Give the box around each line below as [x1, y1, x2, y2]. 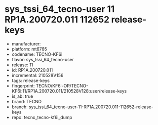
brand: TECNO [11, 98, 42, 104]
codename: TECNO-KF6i [11, 51, 63, 57]
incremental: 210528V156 [11, 72, 64, 78]
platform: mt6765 [11, 46, 47, 52]
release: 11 [11, 62, 33, 68]
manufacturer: [11, 41, 41, 46]
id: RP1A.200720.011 [11, 67, 53, 73]
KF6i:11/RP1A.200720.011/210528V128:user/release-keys [11, 88, 127, 94]
